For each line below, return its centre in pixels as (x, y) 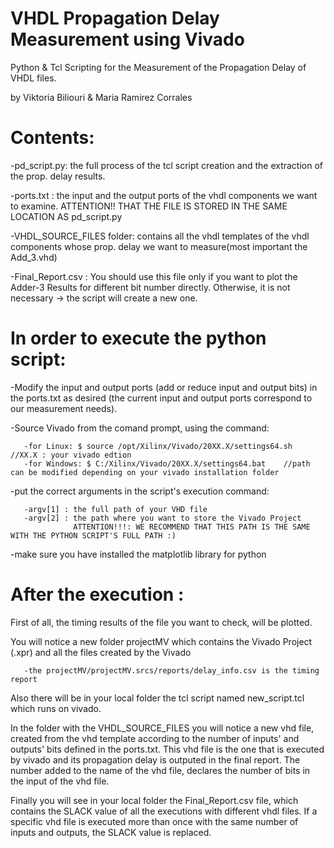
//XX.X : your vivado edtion (71, 455)
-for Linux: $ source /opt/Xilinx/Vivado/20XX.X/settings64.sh (158, 446)
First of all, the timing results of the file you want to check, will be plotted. (161, 622)
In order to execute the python (138, 338)
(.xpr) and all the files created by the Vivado (101, 652)
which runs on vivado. (56, 708)
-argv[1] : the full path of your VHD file (115, 509)
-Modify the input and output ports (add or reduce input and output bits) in (164, 387)
